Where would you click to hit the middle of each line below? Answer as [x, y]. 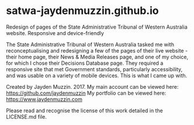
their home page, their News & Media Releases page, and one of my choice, [97, 57]
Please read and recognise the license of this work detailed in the [84, 110]
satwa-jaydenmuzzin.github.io [82, 11]
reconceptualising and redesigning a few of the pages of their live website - [97, 50]
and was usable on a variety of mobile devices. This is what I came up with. [97, 75]
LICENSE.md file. [27, 117]
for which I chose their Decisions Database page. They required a [85, 63]
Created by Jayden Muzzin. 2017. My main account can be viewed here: [92, 86]
